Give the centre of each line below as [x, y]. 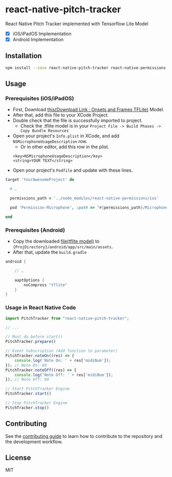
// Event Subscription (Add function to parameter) [61, 351]
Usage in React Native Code [41, 308]
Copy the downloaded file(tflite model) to [56, 241]
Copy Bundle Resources [45, 131]
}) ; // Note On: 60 [26, 365]
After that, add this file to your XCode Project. [61, 115]
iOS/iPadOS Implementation [42, 33]
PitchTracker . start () [28, 394]
